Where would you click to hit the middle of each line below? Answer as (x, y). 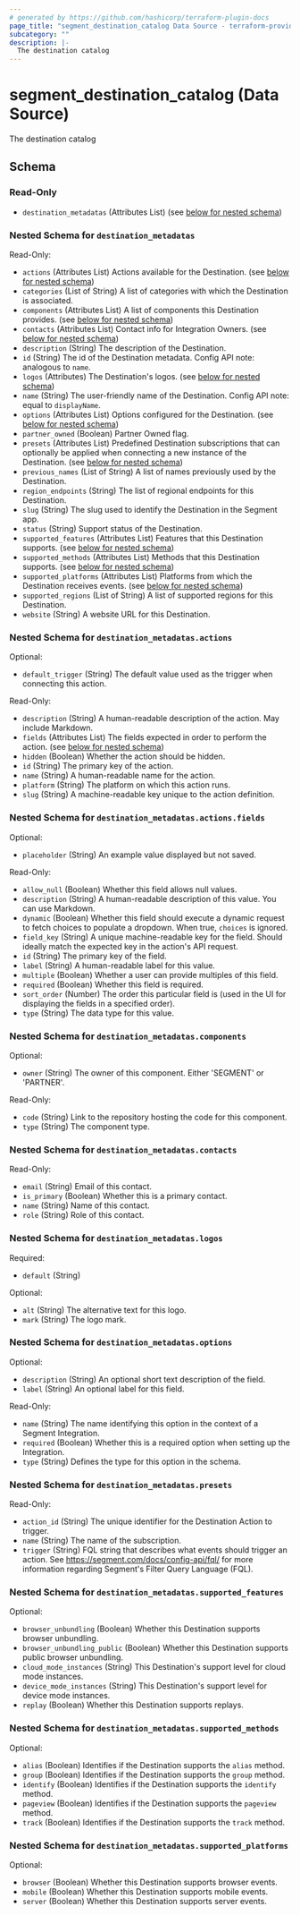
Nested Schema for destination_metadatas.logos (116, 1238)
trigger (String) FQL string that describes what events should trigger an (154, 1550)
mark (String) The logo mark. (74, 1319)
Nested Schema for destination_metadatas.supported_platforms (149, 1845)
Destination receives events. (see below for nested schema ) (133, 586)
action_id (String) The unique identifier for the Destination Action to (147, 1521)
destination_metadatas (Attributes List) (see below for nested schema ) (152, 212)
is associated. (48, 301)
